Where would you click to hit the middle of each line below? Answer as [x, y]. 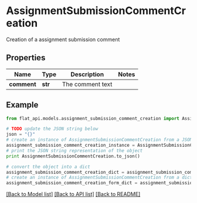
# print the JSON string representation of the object [74, 150]
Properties [26, 58]
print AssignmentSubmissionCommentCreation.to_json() [73, 156]
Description [87, 74]
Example [22, 105]
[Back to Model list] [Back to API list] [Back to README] [73, 194]
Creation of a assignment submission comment [63, 39]
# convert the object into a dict [48, 167]
